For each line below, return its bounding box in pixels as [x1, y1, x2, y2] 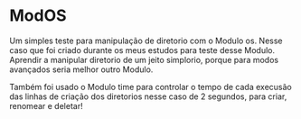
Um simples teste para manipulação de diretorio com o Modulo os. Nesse [9, 35, 283, 46]
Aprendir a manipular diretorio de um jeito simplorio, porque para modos [9, 54, 278, 65]
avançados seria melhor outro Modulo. [9, 64, 154, 75]
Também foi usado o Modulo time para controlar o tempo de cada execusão [9, 81, 292, 92]
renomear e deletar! [9, 100, 83, 111]
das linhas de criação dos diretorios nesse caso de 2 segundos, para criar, [9, 91, 287, 102]
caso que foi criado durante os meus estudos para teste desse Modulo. [9, 44, 276, 55]
